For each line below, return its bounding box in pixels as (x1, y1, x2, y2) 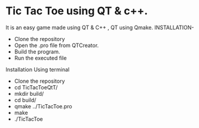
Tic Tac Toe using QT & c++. (5, 4, 148, 18)
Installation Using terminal (5, 65, 70, 73)
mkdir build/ (14, 90, 44, 97)
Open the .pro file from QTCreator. (14, 42, 99, 49)
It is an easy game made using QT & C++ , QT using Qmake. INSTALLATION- (5, 24, 194, 31)
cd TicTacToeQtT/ (14, 83, 58, 90)
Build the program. (14, 48, 60, 55)
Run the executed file (14, 54, 67, 61)
